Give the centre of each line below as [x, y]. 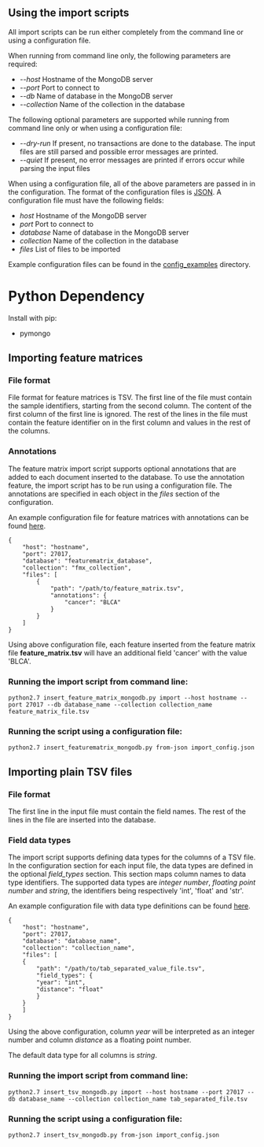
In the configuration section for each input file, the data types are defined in [131, 866]
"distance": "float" [70, 989]
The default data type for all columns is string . [82, 1056]
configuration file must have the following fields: [86, 200]
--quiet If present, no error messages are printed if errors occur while [132, 160]
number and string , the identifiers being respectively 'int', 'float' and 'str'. [126, 891]
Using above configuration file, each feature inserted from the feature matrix [132, 644]
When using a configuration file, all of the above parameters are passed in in [132, 184]
